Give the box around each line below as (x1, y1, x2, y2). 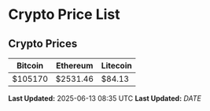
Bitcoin (17, 61, 44, 71)
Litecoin (101, 61, 132, 71)
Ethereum (56, 61, 94, 71)
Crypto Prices (8, 37, 78, 50)
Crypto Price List (8, 6, 120, 24)
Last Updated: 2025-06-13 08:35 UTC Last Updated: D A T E (8, 94, 202, 103)
